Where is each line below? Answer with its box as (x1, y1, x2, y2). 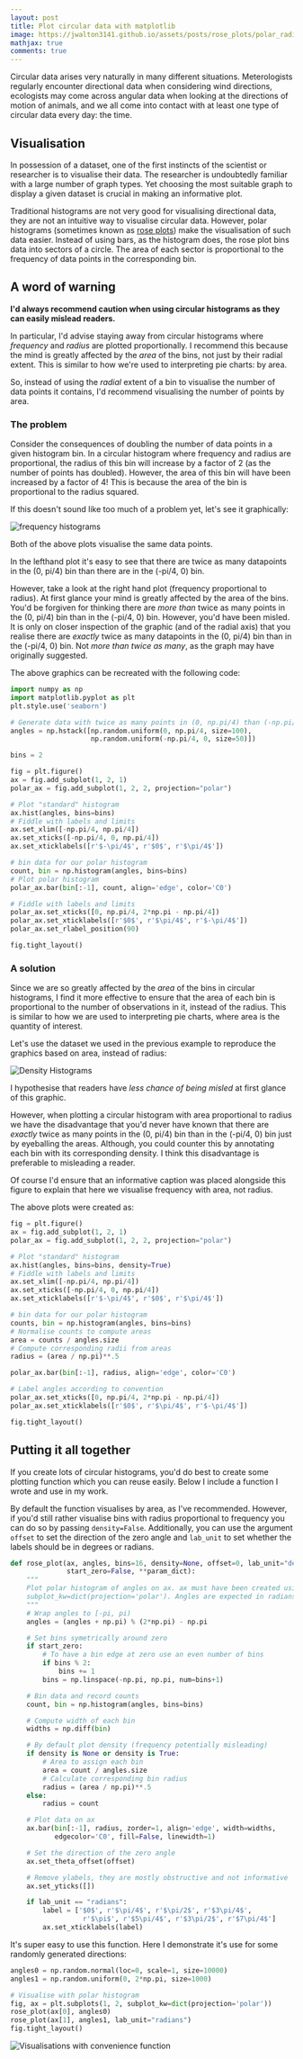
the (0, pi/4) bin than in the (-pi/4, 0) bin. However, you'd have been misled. (10, 612, 290, 623)
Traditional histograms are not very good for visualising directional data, (10, 205, 277, 216)
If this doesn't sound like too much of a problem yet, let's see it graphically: (10, 504, 289, 515)
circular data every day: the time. (10, 110, 133, 121)
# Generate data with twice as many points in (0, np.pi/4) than (10, 717, 260, 727)
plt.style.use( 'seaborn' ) (10, 701, 107, 711)
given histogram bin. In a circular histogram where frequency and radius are (10, 448, 291, 459)
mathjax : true (10, 38, 64, 48)
